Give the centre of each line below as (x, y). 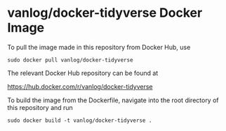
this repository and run (40, 107)
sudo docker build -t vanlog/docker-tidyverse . (80, 120)
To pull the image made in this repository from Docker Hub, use (99, 47)
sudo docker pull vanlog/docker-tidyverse (70, 60)
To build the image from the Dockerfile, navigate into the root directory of (113, 100)
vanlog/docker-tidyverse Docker (105, 13)
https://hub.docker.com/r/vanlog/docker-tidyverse (80, 86)
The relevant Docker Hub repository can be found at (83, 73)
